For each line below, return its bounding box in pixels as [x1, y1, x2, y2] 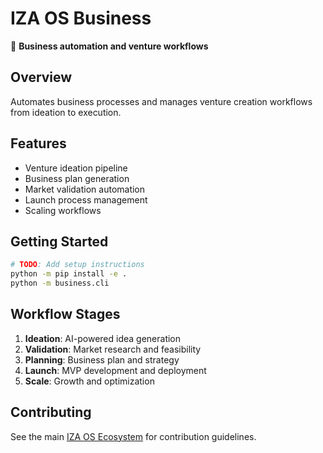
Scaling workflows [24, 204, 102, 216]
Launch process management [24, 193, 148, 206]
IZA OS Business [10, 7, 152, 30]
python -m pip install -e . [10, 269, 128, 279]
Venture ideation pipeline [24, 162, 128, 174]
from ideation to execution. [10, 106, 122, 118]
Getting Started [10, 233, 109, 250]
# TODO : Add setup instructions [10, 260, 145, 270]
